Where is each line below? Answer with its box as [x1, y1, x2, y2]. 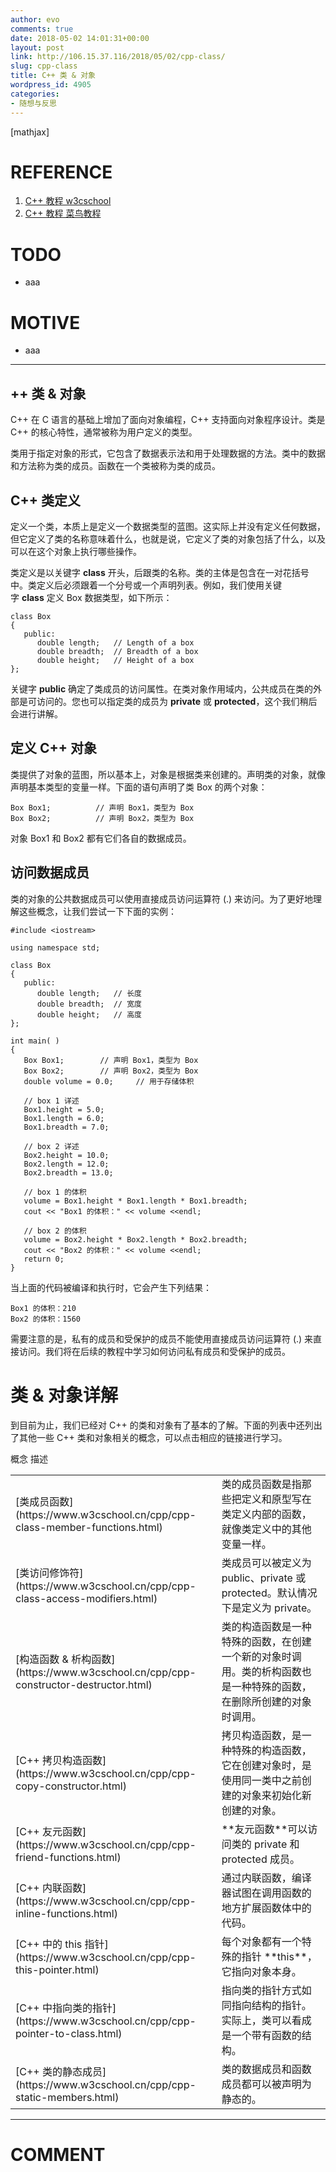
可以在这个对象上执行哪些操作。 [10, 545, 142, 557]
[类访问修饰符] [15, 1566, 84, 1580]
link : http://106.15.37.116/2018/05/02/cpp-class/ [10, 52, 226, 62]
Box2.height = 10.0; [23, 1150, 110, 1160]
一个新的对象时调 [221, 1650, 302, 1663]
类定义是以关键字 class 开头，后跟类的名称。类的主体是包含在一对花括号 [10, 566, 310, 578]
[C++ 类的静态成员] [15, 2065, 107, 2078]
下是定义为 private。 [221, 1601, 318, 1615]
